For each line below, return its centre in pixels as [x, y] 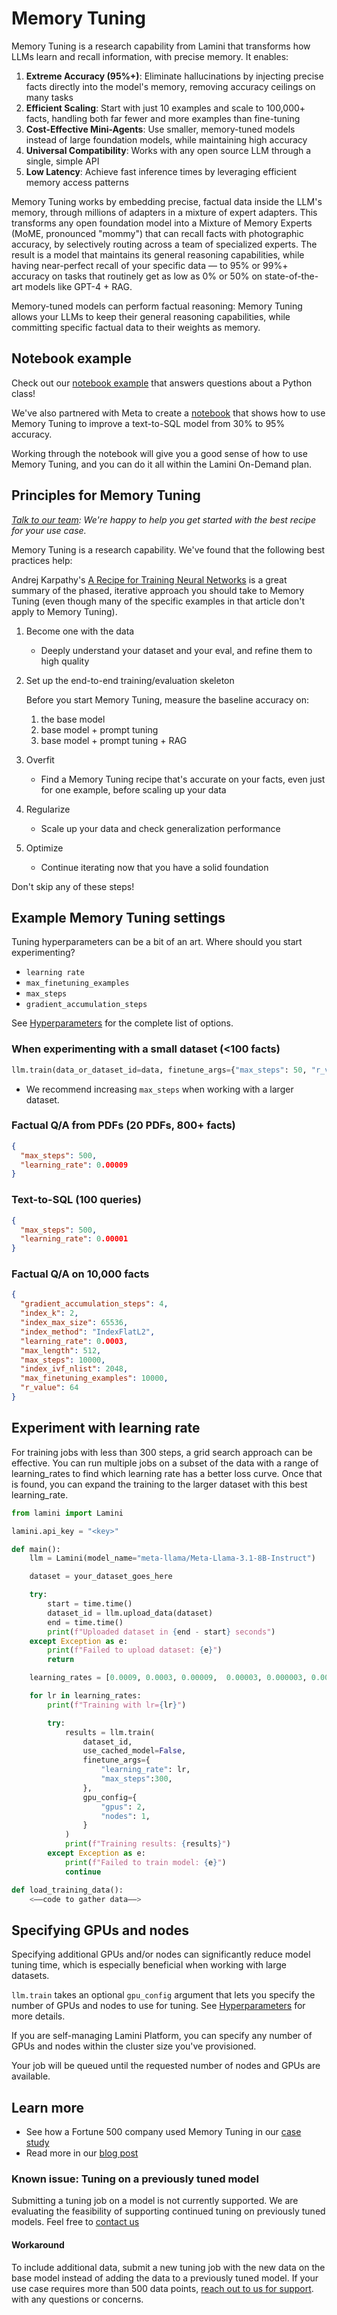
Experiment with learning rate [106, 1428]
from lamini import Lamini [67, 1513]
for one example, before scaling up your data [133, 789]
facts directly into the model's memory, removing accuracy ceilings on [170, 86]
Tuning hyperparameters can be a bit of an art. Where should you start [157, 942]
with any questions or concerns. [77, 2299]
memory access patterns [77, 182]
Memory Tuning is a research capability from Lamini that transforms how [161, 46]
